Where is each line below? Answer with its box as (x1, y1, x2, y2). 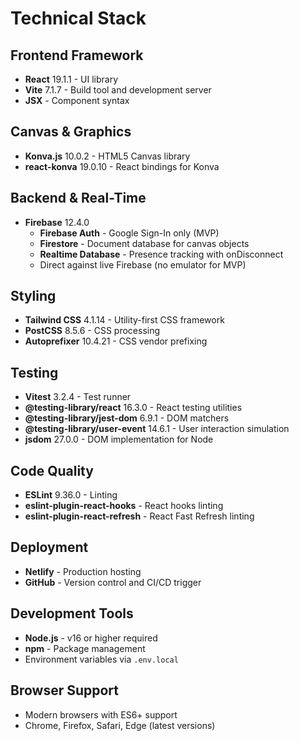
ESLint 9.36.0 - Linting (24, 489, 118, 501)
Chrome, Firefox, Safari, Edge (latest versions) (24, 719, 216, 731)
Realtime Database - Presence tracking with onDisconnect (39, 248, 284, 260)
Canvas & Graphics (10, 123, 132, 141)
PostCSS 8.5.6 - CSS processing (24, 325, 161, 337)
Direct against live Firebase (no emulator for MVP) (39, 258, 247, 271)
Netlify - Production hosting (24, 565, 142, 577)
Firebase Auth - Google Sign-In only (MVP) (39, 227, 220, 239)
